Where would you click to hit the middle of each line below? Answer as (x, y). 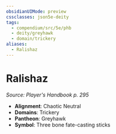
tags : (13, 22)
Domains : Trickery (37, 112)
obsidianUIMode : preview (36, 11)
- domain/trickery (34, 39)
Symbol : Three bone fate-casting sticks (62, 125)
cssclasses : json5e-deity (37, 17)
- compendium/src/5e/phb (41, 28)
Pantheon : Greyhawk (40, 118)
